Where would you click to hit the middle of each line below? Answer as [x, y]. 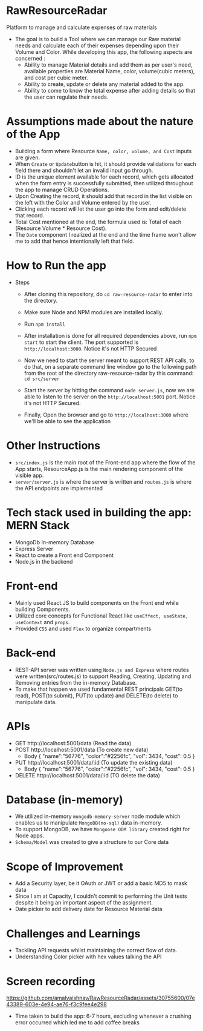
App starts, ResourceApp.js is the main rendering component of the [99, 469]
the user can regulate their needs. [66, 97]
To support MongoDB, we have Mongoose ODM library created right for [102, 829]
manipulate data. [36, 702]
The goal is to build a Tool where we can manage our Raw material [98, 39]
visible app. [29, 475]
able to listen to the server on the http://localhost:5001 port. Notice [110, 397]
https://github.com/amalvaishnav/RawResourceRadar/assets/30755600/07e [101, 998]
